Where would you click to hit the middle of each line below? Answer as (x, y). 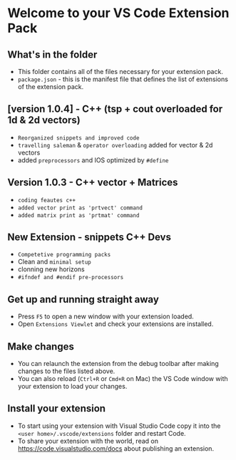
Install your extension (56, 408)
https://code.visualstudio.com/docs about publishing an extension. (116, 448)
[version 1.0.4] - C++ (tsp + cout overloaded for (115, 109)
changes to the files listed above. (66, 371)
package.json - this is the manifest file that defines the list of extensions (123, 79)
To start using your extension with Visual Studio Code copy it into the (119, 426)
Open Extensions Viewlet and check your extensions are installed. (116, 324)
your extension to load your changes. (72, 387)
